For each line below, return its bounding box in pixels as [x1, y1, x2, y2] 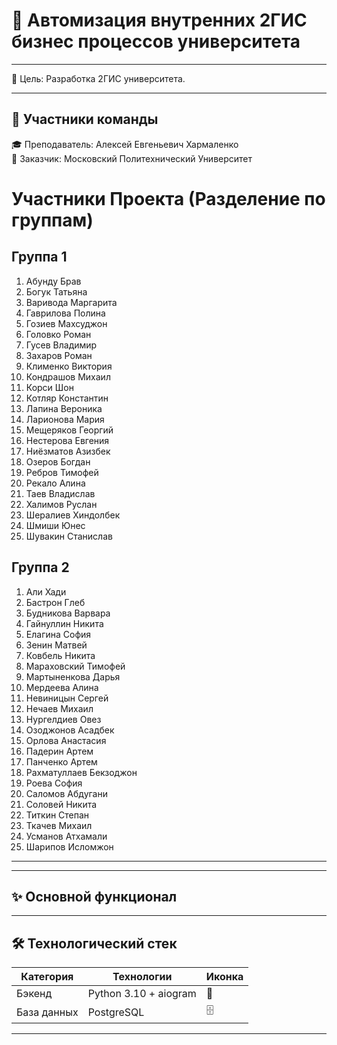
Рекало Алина [25, 477, 86, 489]
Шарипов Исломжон [25, 840, 114, 853]
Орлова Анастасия [25, 734, 107, 746]
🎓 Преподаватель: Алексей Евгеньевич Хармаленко [11, 138, 239, 150]
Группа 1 [11, 249, 68, 266]
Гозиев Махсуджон [25, 317, 108, 329]
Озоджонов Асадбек [25, 724, 115, 736]
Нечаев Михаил [25, 702, 94, 714]
